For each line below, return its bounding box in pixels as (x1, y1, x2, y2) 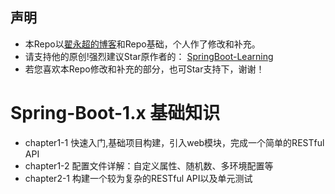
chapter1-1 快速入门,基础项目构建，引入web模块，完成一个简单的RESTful (24, 136, 325, 148)
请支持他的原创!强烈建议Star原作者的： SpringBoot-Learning (24, 50, 274, 62)
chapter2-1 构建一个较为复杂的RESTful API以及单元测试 (24, 172, 253, 184)
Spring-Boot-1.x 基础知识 (10, 102, 221, 124)
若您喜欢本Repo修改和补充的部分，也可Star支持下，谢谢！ (24, 63, 265, 75)
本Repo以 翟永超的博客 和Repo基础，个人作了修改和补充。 (24, 38, 261, 50)
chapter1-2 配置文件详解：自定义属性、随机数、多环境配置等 (24, 159, 274, 172)
